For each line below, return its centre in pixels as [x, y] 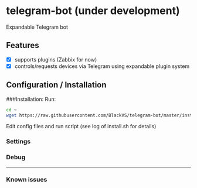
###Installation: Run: [31, 99]
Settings [18, 142]
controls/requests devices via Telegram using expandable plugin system [102, 66]
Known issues [27, 179]
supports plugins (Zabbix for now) [56, 59]
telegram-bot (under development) [93, 11]
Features [23, 45]
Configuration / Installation [56, 85]
